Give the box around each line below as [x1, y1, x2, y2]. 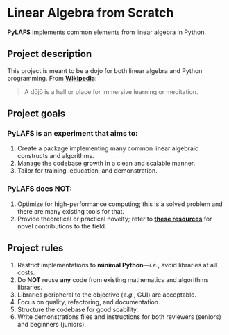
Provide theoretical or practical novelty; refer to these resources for [17, 215, 212, 223]
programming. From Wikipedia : [7, 74, 97, 82]
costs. [17, 268, 35, 276]
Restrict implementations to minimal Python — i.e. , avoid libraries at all [17, 260, 217, 269]
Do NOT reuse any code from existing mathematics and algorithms [17, 275, 210, 283]
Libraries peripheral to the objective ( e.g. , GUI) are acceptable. [17, 290, 196, 299]
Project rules [7, 242, 64, 254]
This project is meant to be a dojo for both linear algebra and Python [7, 66, 203, 75]
